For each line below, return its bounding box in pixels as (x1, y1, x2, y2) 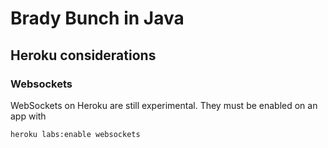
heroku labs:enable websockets (10, 129, 141, 139)
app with (10, 110, 47, 122)
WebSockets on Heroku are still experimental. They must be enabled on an (10, 99, 318, 111)
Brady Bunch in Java (10, 7, 185, 30)
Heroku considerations (10, 47, 157, 64)
